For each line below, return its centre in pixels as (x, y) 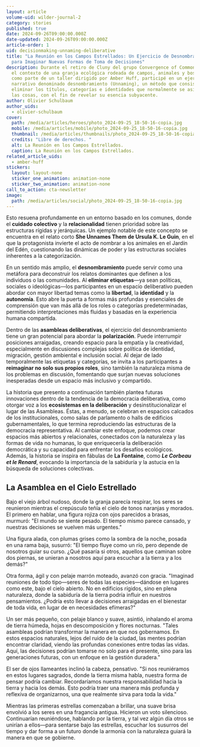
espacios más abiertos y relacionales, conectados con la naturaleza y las (96, 437)
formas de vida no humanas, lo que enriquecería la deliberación (84, 443)
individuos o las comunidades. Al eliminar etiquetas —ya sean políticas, (94, 280)
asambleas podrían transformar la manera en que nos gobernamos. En (93, 632)
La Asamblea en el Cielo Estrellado (71, 487)
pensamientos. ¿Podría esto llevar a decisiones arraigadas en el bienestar (96, 601)
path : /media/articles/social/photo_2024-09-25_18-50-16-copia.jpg (97, 201)
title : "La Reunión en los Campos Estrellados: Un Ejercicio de (87, 56)
